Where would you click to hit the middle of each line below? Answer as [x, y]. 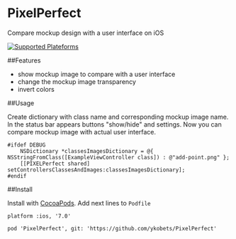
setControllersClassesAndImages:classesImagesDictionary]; [96, 170]
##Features [24, 60]
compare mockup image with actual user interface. [82, 132]
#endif [17, 176]
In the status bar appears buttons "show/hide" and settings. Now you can [114, 124]
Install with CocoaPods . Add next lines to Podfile [79, 203]
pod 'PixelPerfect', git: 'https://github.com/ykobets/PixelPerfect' [112, 228]
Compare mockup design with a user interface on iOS [86, 33]
